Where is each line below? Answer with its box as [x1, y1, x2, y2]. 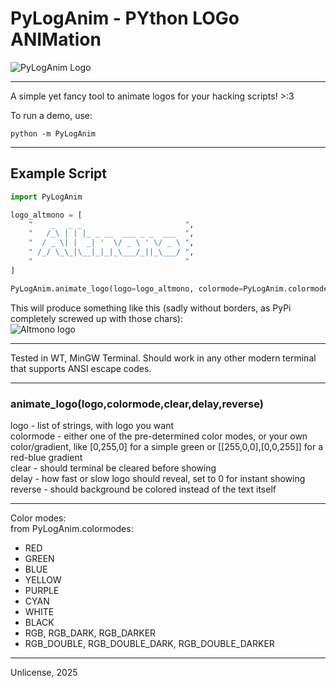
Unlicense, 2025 [10, 666, 78, 678]
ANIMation [10, 28, 102, 51]
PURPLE [24, 584, 60, 596]
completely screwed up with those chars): [10, 312, 183, 324]
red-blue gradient [10, 451, 83, 463]
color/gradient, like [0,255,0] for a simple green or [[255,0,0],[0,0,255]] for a [10, 440, 324, 452]
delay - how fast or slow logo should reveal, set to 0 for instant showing [10, 472, 306, 484]
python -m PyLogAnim [10, 128, 97, 139]
